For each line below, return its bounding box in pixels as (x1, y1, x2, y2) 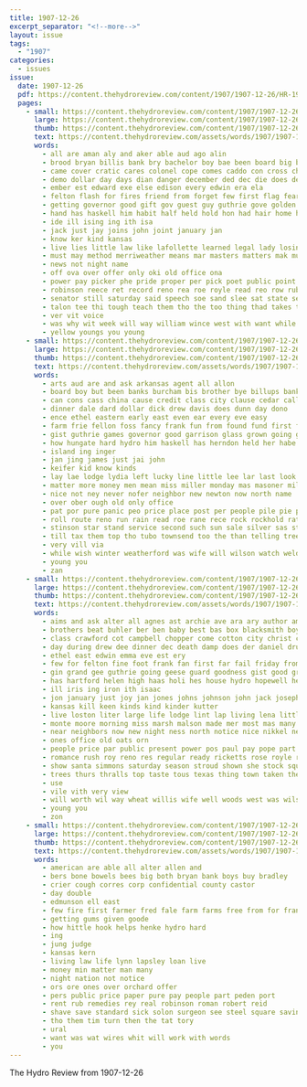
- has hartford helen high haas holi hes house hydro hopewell (42, 677, 288, 686)
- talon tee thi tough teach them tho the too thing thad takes (42, 303, 292, 312)
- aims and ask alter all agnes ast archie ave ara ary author (42, 617, 288, 626)
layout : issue (9, 30, 64, 39)
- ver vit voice (42, 311, 104, 320)
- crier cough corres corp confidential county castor (42, 880, 256, 890)
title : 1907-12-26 (9, 13, 79, 23)
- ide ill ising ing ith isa (42, 217, 153, 227)
